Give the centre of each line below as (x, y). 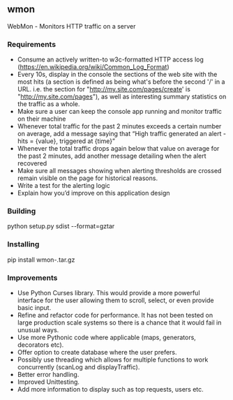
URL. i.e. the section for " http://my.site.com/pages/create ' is (104, 89)
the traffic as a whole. (48, 104)
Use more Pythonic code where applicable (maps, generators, (107, 337)
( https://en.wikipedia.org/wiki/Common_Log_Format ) (93, 67)
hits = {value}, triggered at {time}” (66, 141)
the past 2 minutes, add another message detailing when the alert (112, 156)
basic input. (34, 308)
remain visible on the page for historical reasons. (88, 178)
